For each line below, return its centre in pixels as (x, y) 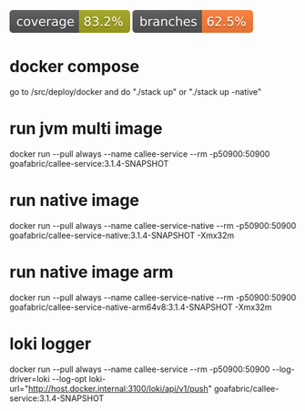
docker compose (75, 67)
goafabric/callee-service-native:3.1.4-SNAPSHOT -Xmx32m (122, 235)
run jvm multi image (86, 129)
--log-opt (69, 378)
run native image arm (91, 272)
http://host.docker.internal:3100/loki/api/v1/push (118, 388)
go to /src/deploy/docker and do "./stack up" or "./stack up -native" (136, 91)
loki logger (51, 344)
